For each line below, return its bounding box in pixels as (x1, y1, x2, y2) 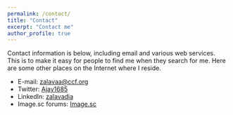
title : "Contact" (7, 17, 58, 24)
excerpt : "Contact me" (7, 23, 74, 30)
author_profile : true (7, 29, 71, 37)
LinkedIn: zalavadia (17, 93, 74, 101)
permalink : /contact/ (7, 10, 71, 18)
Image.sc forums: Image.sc (17, 100, 97, 109)
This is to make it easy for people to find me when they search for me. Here (7, 57, 227, 65)
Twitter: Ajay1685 (17, 85, 68, 93)
